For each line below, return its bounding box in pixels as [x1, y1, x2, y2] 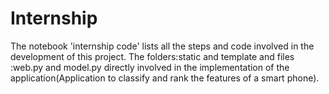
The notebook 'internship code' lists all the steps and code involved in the [10, 40, 315, 52]
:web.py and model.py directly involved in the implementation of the [10, 61, 290, 73]
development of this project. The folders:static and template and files [10, 50, 295, 62]
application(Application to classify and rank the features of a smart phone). [10, 72, 320, 84]
